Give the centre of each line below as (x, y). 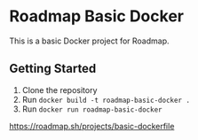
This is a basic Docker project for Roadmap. (90, 41)
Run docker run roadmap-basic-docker (92, 109)
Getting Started (53, 69)
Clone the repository (59, 89)
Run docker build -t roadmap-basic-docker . (106, 99)
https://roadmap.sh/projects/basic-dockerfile (92, 126)
